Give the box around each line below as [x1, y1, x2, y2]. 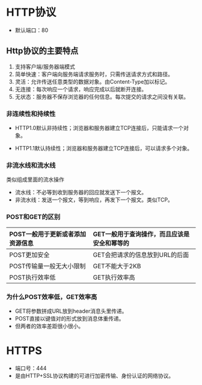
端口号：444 [14, 365, 47, 372]
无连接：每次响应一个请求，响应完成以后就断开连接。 [14, 85, 147, 93]
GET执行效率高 [93, 273, 135, 282]
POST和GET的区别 [6, 213, 61, 221]
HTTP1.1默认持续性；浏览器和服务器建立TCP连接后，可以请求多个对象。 [14, 145, 193, 152]
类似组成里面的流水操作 [6, 176, 64, 183]
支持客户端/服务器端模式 [14, 63, 75, 70]
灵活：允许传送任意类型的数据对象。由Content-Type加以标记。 [14, 78, 171, 85]
